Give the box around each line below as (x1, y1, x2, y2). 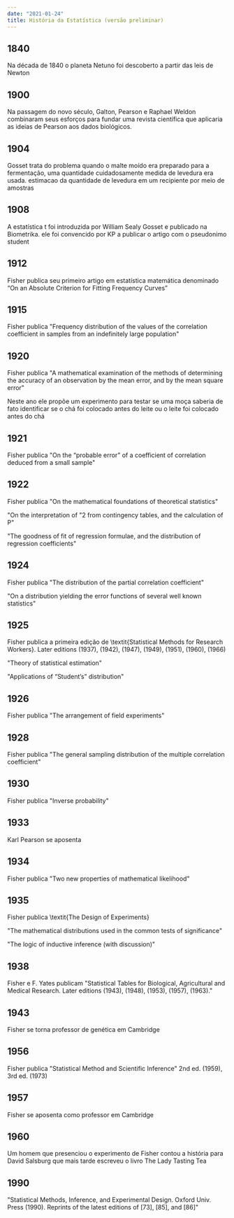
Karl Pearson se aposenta (7, 835, 82, 843)
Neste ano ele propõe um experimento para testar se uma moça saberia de (7, 397, 224, 406)
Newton (7, 69, 30, 77)
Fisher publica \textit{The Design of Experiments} (7, 913, 150, 921)
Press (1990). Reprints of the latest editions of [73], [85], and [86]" (7, 1203, 199, 1212)
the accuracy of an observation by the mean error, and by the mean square (7, 376, 224, 385)
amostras (7, 183, 35, 192)
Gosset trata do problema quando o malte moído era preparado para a (7, 161, 210, 169)
